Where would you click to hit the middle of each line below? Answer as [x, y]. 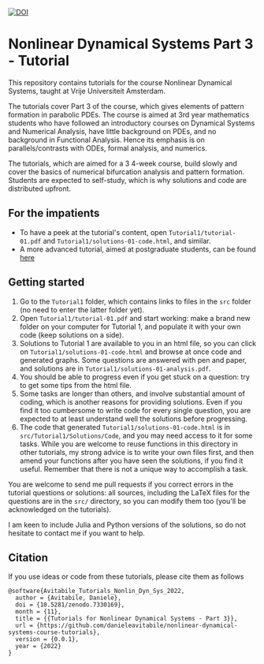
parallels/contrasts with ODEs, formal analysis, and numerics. [108, 148]
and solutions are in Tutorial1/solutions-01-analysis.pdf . [115, 368]
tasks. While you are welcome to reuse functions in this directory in [128, 444]
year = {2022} [38, 647]
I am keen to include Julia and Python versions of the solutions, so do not [127, 524]
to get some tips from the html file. [76, 385]
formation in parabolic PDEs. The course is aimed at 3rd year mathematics [129, 114]
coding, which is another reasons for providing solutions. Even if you [131, 401]
